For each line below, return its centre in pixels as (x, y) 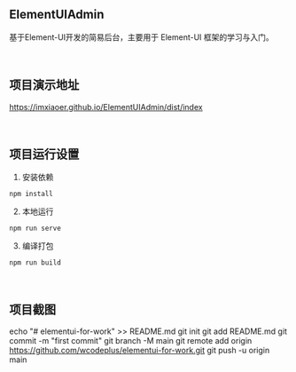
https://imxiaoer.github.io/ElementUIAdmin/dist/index (106, 107)
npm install (31, 194)
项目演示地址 (44, 85)
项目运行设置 (44, 154)
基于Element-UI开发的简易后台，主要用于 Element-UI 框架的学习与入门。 (142, 37)
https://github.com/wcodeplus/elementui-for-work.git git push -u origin (140, 351)
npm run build (35, 263)
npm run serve (35, 229)
